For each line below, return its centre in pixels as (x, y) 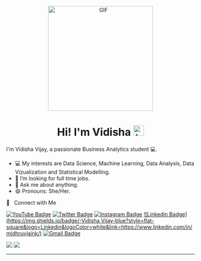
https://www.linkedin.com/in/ (157, 227)
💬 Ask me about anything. (47, 184)
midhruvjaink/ (23, 233)
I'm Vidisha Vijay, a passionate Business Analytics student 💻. (82, 149)
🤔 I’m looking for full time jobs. (52, 178)
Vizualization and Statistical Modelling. (63, 172)
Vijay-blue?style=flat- (127, 220)
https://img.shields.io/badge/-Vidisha (54, 220)
